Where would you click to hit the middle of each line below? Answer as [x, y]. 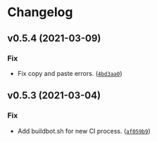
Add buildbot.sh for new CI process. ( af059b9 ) [84, 131]
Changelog [40, 12]
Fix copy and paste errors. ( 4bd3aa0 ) [70, 73]
